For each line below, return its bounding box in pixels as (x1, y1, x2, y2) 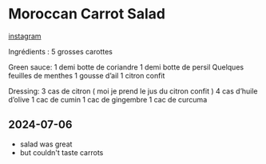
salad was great (19, 139, 73, 149)
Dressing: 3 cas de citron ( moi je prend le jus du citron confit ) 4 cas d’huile (8, 86, 258, 96)
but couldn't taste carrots (19, 147, 104, 157)
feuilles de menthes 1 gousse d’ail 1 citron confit (8, 70, 165, 80)
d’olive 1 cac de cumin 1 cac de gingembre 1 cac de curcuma (8, 94, 208, 104)
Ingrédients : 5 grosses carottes (8, 46, 113, 56)
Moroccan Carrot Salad (8, 5, 166, 23)
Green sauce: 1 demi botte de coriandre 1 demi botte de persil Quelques (8, 62, 244, 72)
